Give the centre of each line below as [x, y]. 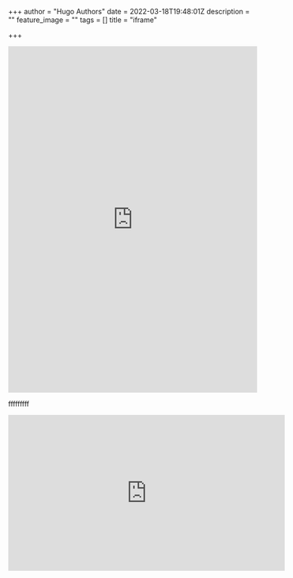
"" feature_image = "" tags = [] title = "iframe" [83, 20]
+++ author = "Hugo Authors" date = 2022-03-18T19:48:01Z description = [129, 11]
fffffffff [19, 404]
